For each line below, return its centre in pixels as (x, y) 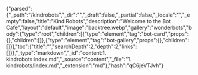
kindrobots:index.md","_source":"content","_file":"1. (69, 59)
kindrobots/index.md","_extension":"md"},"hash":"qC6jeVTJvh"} (85, 65)
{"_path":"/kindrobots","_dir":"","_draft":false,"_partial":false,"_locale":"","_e (98, 15)
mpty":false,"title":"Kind (35, 21)
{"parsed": (19, 9)
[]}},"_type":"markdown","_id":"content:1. (56, 53)
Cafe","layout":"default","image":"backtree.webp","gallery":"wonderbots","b (99, 27)
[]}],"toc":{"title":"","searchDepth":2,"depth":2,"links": (72, 46)
